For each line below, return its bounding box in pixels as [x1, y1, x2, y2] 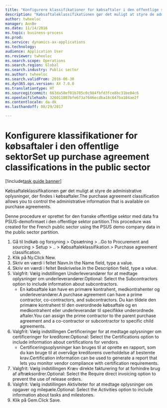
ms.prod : [5, 35, 23, 40]
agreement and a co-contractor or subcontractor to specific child [19, 318, 154, 324]
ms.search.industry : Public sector [5, 68, 79, 73]
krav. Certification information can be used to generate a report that [19, 355, 158, 361]
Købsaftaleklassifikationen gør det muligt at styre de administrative [5, 187, 142, 194]
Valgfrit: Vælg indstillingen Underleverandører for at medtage [12, 270, 138, 276]
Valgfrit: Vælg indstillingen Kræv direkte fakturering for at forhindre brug [12, 365, 161, 371]
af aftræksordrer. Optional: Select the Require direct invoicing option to [12, 371, 156, 377]
